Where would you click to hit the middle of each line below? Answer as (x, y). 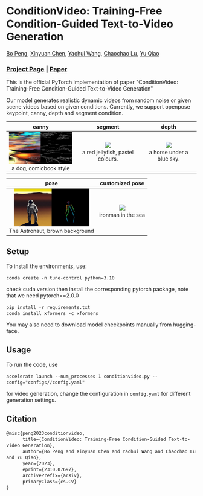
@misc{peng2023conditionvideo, (46, 434)
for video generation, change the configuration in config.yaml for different (98, 393)
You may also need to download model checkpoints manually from (89, 325)
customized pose (122, 183)
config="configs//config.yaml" (46, 382)
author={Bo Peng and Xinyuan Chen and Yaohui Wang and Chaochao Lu (109, 452)
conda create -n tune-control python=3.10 (60, 278)
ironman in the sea (122, 215)
